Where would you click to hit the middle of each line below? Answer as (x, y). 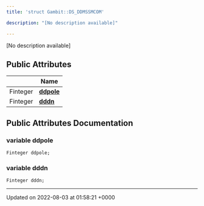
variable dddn (27, 168)
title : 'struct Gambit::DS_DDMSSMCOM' (55, 12)
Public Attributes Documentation (70, 123)
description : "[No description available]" (62, 23)
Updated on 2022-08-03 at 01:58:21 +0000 (61, 198)
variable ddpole (30, 140)
